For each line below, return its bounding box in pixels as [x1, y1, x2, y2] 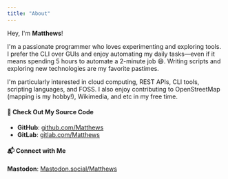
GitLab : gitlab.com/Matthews [17, 130, 100, 138]
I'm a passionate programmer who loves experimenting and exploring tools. [7, 42, 222, 50]
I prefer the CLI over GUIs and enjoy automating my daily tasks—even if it [7, 50, 215, 58]
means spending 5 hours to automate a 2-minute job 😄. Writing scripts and [7, 56, 221, 65]
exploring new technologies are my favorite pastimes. [7, 64, 160, 72]
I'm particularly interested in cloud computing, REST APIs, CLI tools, [7, 77, 200, 86]
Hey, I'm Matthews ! [7, 29, 63, 37]
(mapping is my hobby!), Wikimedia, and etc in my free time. [7, 92, 178, 101]
